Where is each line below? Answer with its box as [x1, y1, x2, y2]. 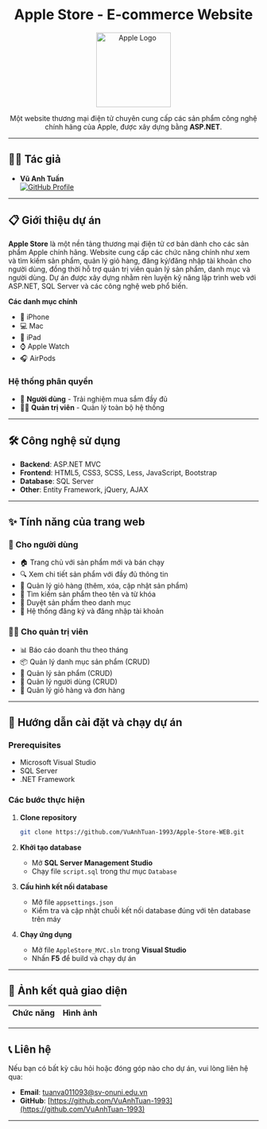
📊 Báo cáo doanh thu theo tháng [19, 645, 129, 654]
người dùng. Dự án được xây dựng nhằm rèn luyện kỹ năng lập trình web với [8, 272, 257, 282]
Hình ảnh [62, 1007, 98, 1018]
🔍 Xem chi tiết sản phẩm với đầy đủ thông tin [19, 569, 168, 579]
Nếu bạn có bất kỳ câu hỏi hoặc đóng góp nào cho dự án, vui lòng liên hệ [8, 1064, 249, 1073]
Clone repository [19, 812, 77, 822]
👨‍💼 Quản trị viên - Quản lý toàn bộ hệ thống [19, 402, 165, 412]
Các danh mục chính [8, 296, 78, 306]
